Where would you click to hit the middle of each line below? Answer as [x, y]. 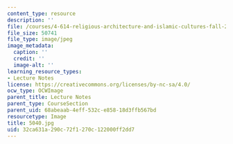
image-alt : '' [34, 65]
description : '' [31, 20]
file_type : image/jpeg [40, 39]
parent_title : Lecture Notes [49, 98]
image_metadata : [31, 46]
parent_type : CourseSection [48, 104]
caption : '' [31, 53]
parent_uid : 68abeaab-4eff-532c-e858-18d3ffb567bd [82, 110]
